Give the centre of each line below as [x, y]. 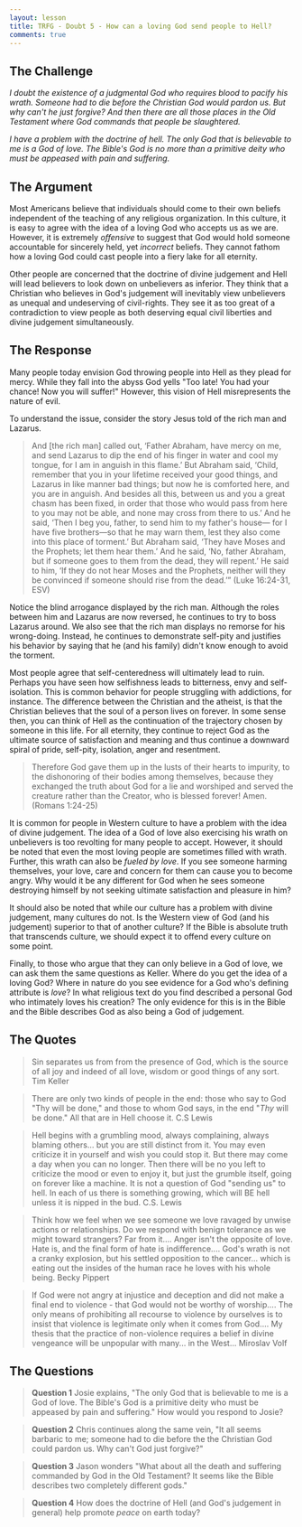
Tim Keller [50, 1081]
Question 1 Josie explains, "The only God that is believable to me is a [160, 1393]
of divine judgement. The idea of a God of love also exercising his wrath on [149, 832]
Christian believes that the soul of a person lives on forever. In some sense [148, 711]
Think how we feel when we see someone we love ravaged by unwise [161, 1220]
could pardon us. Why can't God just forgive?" [117, 1449]
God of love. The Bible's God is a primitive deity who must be [145, 1402]
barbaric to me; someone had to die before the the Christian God [152, 1439]
